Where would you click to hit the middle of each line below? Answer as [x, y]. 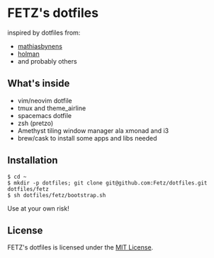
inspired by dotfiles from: [44, 33]
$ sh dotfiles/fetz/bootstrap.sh [57, 195]
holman [29, 54]
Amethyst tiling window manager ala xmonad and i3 [93, 130]
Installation [33, 160]
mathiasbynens [40, 46]
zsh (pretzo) [35, 123]
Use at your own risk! [38, 208]
